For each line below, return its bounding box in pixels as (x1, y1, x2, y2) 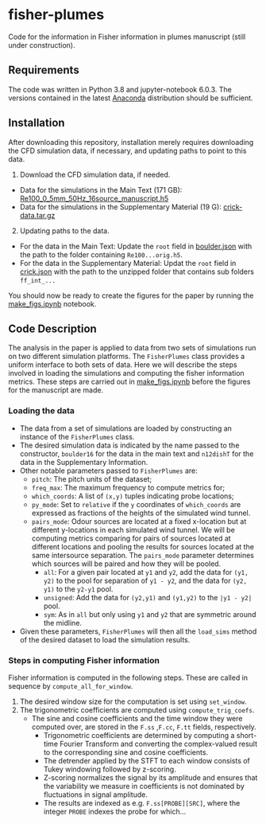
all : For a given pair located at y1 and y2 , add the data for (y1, (43, 567, 249, 576)
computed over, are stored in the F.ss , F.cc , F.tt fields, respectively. (31, 722, 256, 732)
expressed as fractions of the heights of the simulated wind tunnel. (31, 508, 251, 517)
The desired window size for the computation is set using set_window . (19, 697, 248, 706)
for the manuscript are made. (8, 385, 104, 395)
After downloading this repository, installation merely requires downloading (8, 137, 254, 146)
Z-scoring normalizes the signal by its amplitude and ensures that (43, 772, 258, 782)
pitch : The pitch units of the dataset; (31, 474, 152, 483)
